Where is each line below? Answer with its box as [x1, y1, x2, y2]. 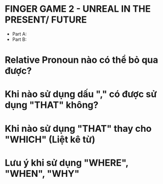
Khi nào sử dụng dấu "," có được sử [5, 88, 157, 100]
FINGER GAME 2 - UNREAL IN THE [5, 3, 151, 15]
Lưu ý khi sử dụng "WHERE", [5, 157, 129, 169]
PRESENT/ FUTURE [5, 14, 87, 26]
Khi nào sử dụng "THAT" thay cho [5, 123, 152, 134]
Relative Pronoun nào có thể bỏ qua [5, 54, 158, 66]
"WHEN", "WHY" [5, 168, 80, 179]
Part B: [12, 36, 27, 42]
